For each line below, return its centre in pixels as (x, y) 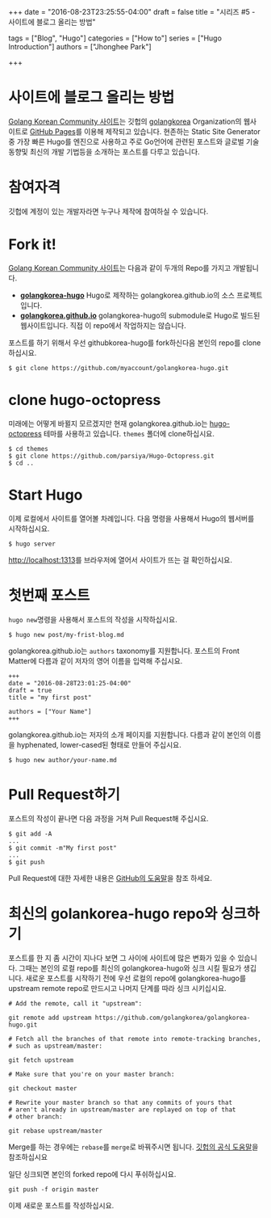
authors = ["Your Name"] (50, 711)
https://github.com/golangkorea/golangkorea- (173, 1018)
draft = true (30, 690)
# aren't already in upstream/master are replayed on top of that (122, 1110)
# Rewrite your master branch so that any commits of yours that (120, 1102)
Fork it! (32, 244)
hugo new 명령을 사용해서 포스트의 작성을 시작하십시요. (93, 619)
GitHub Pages (53, 131)
